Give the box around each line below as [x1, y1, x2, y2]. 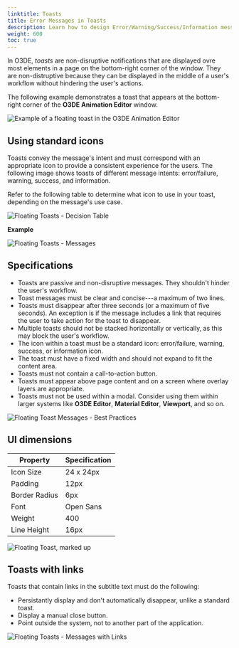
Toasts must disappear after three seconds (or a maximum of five [17, 301, 210, 309]
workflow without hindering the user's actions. [7, 79, 144, 87]
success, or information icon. [17, 346, 104, 355]
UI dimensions [7, 434, 73, 446]
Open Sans [65, 501, 102, 511]
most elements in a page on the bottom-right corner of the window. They [7, 64, 221, 73]
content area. [17, 361, 57, 370]
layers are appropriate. [17, 384, 85, 393]
